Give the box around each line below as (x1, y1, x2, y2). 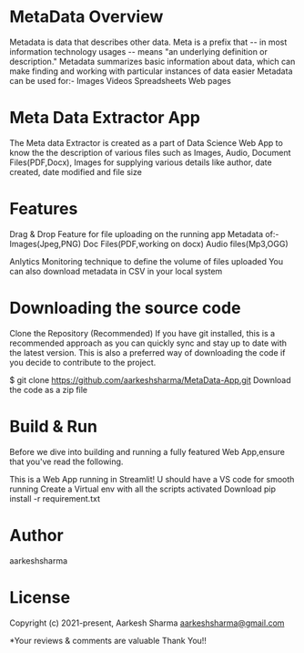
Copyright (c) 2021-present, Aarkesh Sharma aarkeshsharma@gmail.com (9, 617, 285, 628)
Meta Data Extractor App (9, 108, 200, 129)
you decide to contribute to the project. (9, 357, 157, 368)
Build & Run (9, 416, 98, 437)
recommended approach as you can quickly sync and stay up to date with (9, 337, 288, 348)
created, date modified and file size (9, 166, 143, 177)
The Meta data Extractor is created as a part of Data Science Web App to (9, 137, 284, 148)
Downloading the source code (9, 298, 241, 318)
